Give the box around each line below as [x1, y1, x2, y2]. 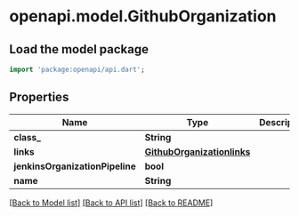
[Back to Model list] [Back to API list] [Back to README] [9, 197, 214, 208]
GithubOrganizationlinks [144, 145, 251, 157]
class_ [13, 131, 42, 143]
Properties [9, 90, 69, 105]
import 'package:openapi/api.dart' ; [9, 65, 145, 74]
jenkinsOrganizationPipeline [13, 160, 136, 172]
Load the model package [9, 42, 149, 57]
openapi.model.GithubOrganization [9, 6, 277, 27]
